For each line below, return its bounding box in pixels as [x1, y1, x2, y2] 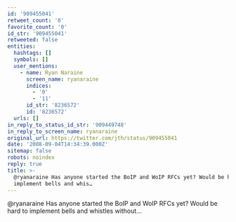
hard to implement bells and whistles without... [7, 207, 142, 215]
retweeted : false [7, 37, 58, 44]
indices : [25, 82, 52, 89]
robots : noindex [7, 154, 55, 162]
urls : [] [13, 115, 39, 122]
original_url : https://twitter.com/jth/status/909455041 [7, 134, 178, 141]
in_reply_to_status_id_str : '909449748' [7, 121, 128, 129]
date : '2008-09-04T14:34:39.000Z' [7, 141, 109, 148]
